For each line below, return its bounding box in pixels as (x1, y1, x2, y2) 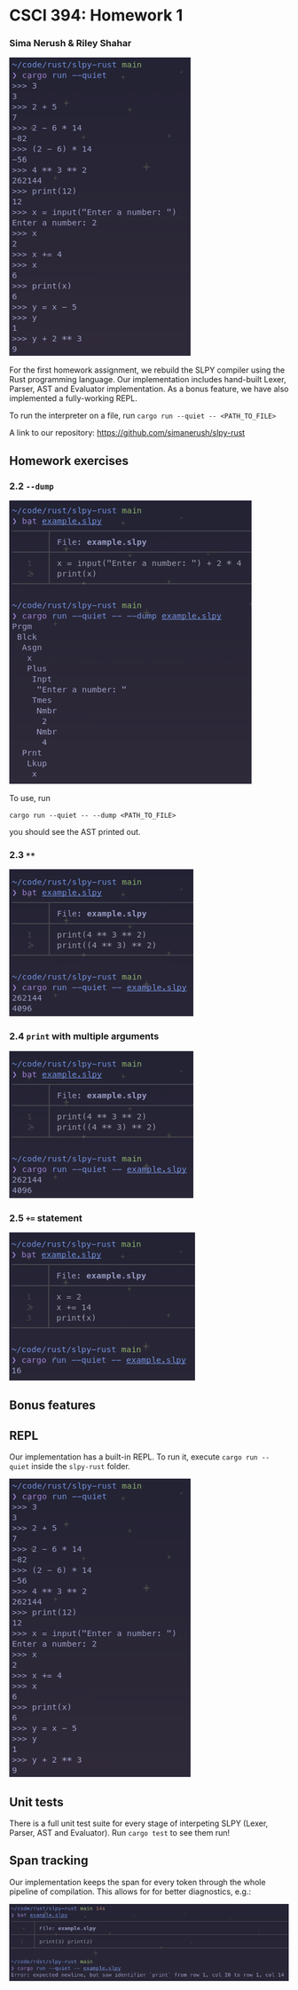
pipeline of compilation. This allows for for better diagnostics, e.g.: (9, 1886, 251, 1897)
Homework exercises (9, 453, 129, 468)
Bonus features (9, 1398, 96, 1413)
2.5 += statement (9, 1212, 82, 1224)
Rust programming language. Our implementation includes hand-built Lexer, (9, 374, 286, 385)
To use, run (9, 793, 51, 804)
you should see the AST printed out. (9, 827, 141, 838)
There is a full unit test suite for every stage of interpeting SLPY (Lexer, (9, 1818, 269, 1829)
